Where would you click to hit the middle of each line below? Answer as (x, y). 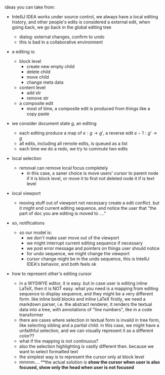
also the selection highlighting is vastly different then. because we (86, 346)
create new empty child (50, 67)
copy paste (38, 114)
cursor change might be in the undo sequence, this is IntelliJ (88, 259)
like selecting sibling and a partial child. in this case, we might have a (89, 325)
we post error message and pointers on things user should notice (93, 248)
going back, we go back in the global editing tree (62, 27)
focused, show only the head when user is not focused (77, 367)
